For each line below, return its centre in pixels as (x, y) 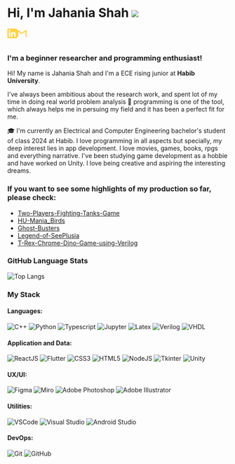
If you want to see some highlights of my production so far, (109, 189)
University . (24, 81)
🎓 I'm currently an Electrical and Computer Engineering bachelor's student (116, 131)
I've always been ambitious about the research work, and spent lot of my (113, 94)
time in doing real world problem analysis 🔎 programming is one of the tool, (116, 102)
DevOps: (20, 438)
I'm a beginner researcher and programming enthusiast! (105, 58)
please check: (32, 198)
